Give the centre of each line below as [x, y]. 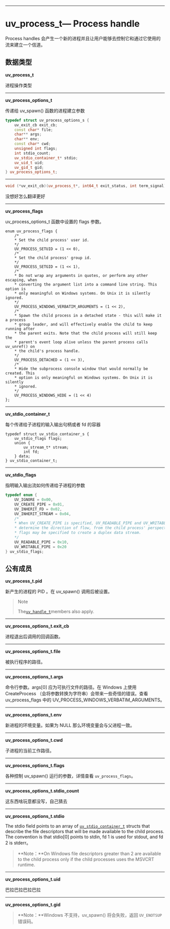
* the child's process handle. [47, 351]
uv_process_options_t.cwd [34, 740]
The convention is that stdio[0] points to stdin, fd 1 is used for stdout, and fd [84, 837]
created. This [20, 373]
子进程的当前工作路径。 [30, 751]
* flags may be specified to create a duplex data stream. [78, 533]
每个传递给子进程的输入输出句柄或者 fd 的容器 [53, 424]
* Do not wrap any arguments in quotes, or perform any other [81, 276]
